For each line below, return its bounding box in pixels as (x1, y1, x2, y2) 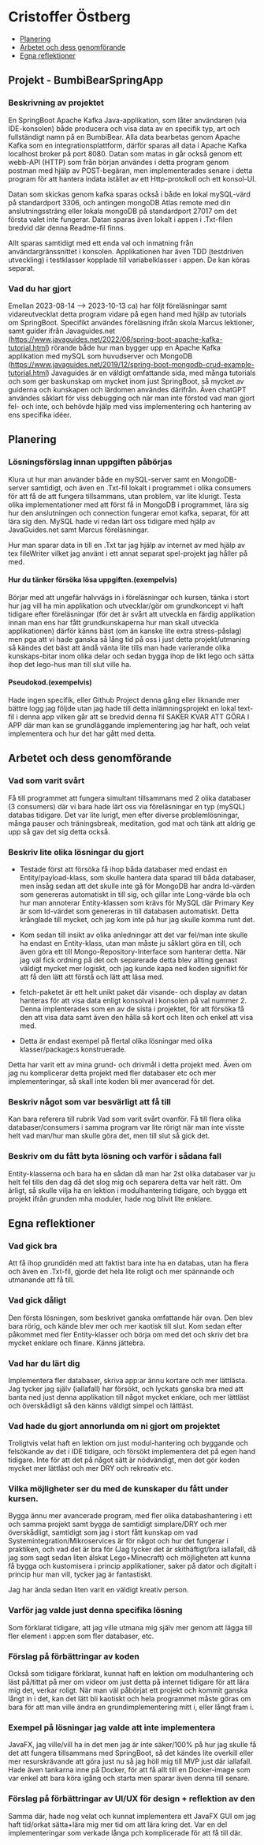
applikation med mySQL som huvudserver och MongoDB (8, 351, 193, 361)
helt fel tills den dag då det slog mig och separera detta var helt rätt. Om (8, 1177, 242, 1187)
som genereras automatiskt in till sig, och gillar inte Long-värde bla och (19, 890, 251, 899)
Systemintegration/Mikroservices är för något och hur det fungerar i (8, 1536, 229, 1546)
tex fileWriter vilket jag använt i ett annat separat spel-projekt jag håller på (8, 549, 248, 558)
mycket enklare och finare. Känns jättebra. (8, 1338, 146, 1348)
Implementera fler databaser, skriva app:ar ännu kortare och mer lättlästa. (8, 1375, 247, 1385)
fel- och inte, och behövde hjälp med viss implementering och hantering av (8, 401, 252, 411)
